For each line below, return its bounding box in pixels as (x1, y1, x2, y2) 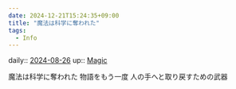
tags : (8, 26, 26, 34)
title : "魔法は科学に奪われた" (8, 19, 100, 27)
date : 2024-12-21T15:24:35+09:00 (8, 11, 120, 20)
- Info (15, 33, 37, 42)
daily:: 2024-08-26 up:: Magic (8, 56, 108, 65)
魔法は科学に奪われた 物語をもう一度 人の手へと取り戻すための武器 (8, 72, 229, 82)
